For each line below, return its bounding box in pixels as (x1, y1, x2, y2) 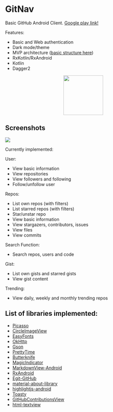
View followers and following (12, 176, 71, 182)
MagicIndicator (12, 359, 44, 365)
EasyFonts (12, 333, 34, 339)
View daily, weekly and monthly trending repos (12, 295, 108, 301)
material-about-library (12, 380, 58, 386)
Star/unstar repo (12, 211, 46, 217)
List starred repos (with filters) (12, 206, 74, 212)
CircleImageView (12, 328, 47, 334)
